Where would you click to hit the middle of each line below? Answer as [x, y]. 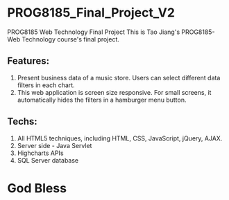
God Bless [37, 188]
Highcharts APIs [40, 153]
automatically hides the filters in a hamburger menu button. [102, 100]
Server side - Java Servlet [54, 145]
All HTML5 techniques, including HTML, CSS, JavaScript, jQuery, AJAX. [120, 138]
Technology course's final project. [70, 39]
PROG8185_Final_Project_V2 [91, 13]
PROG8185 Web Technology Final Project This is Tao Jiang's [94, 32]
